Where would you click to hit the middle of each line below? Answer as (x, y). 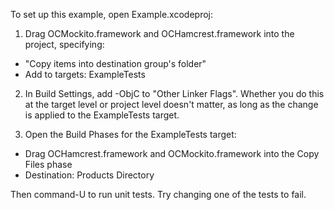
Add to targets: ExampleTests (85, 74)
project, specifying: (64, 44)
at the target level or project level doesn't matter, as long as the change (171, 104)
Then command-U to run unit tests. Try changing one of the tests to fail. (158, 194)
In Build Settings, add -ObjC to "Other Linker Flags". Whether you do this (174, 93)
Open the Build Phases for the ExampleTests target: (130, 134)
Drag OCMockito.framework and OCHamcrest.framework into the (159, 33)
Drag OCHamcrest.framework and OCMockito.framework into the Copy (172, 153)
